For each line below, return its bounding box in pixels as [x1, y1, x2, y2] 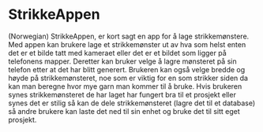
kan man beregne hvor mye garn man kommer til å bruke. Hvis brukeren [8, 81, 242, 91]
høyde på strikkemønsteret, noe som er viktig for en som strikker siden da [8, 73, 249, 82]
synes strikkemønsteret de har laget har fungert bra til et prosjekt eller [8, 90, 237, 99]
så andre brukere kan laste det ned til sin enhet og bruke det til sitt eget [8, 106, 241, 115]
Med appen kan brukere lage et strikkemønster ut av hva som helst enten [8, 39, 246, 49]
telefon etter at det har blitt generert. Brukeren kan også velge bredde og [8, 64, 246, 74]
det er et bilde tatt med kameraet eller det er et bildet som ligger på [8, 48, 227, 57]
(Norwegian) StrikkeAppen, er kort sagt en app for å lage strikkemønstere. [8, 31, 250, 41]
